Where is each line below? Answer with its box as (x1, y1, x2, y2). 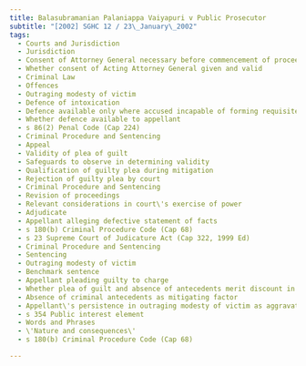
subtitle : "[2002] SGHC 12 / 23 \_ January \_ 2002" (9, 22, 198, 31)
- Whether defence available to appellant (17, 115, 181, 124)
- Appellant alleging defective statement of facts (17, 216, 219, 226)
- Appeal (17, 140, 51, 149)
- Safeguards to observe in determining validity (17, 157, 209, 167)
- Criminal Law (17, 73, 76, 82)
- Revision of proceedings (17, 191, 120, 200)
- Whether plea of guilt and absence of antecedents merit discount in (17, 284, 296, 293)
